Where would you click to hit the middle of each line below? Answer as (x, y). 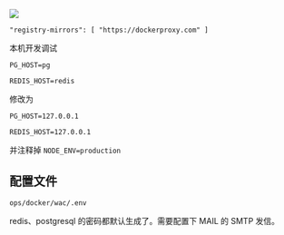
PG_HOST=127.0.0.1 (44, 116)
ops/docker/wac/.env (49, 203)
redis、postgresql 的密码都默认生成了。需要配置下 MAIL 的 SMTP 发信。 (144, 220)
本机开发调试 (33, 48)
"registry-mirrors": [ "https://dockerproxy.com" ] (109, 30)
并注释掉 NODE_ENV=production (65, 150)
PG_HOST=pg (30, 65)
